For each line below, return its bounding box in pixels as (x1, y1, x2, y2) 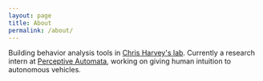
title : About (8, 19, 52, 27)
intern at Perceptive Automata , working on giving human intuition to (8, 56, 232, 66)
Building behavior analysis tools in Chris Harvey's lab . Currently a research (8, 48, 255, 58)
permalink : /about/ (8, 26, 74, 34)
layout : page (8, 11, 52, 20)
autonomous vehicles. (8, 65, 82, 75)
